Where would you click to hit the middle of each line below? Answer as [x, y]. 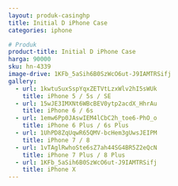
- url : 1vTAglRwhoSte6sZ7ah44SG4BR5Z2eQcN [86, 147]
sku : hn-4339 [30, 67]
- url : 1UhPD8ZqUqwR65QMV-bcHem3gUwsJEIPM [86, 133]
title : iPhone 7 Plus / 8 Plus [74, 155]
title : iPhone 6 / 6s [58, 111]
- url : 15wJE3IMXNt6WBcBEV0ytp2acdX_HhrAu [86, 104]
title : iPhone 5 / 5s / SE [67, 96]
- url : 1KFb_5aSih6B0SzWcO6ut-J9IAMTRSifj [86, 162]
